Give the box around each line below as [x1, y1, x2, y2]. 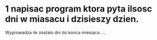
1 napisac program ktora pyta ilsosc [5, 3, 153, 14]
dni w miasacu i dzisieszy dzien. [5, 13, 139, 25]
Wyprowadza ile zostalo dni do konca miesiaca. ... [5, 29, 106, 35]
